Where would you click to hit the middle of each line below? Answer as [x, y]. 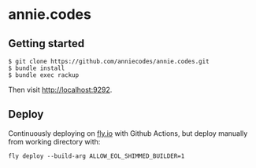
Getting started [46, 44]
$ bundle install [37, 68]
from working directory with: [54, 141]
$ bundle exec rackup [44, 75]
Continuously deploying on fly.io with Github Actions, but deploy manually [128, 133]
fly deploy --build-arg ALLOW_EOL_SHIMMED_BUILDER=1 [96, 156]
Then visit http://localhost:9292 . [60, 89]
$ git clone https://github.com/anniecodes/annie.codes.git [109, 61]
